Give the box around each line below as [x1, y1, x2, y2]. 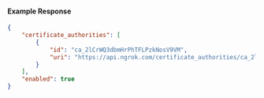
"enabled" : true [21, 75, 76, 83]
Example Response [7, 6, 72, 16]
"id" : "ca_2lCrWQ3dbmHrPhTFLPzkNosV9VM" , [49, 46, 188, 54]
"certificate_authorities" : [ [21, 32, 121, 40]
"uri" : [49, 53, 72, 61]
